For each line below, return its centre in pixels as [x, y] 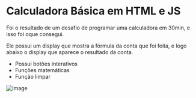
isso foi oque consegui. [35, 34]
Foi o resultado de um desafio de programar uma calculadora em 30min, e [98, 28]
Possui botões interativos [46, 64]
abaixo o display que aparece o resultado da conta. [70, 52]
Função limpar [33, 76]
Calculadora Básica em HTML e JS [93, 11]
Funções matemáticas [42, 70]
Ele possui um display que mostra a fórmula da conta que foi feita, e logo [96, 46]
